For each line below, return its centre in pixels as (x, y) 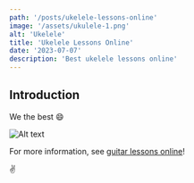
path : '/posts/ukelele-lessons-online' (84, 17)
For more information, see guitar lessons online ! (97, 151)
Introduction (45, 95)
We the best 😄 (37, 116)
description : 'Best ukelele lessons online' (93, 59)
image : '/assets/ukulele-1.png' (69, 26)
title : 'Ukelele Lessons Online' (72, 42)
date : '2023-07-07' (46, 51)
